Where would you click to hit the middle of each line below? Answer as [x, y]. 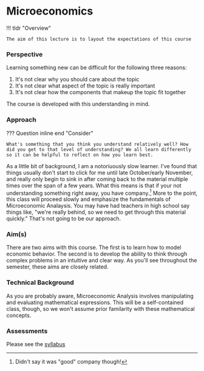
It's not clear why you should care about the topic [77, 80]
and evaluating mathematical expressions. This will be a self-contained [95, 302]
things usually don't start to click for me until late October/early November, [100, 172]
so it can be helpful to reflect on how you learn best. [80, 155]
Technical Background [40, 282]
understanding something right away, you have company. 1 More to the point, [102, 192]
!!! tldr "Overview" [29, 28]
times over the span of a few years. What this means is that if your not [94, 185]
